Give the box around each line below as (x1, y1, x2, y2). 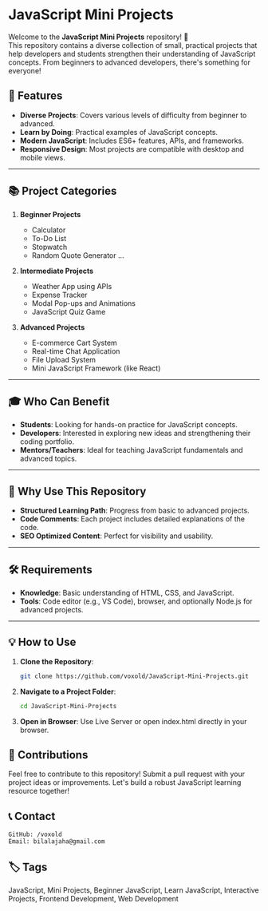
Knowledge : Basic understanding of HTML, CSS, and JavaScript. (19, 588, 235, 597)
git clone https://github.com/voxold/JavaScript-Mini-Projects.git (19, 672, 249, 680)
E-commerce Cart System (31, 338, 117, 347)
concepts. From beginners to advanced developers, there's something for (8, 57, 251, 67)
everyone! (8, 65, 41, 75)
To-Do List (31, 233, 67, 243)
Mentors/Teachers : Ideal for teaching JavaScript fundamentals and (19, 446, 243, 455)
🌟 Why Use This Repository (8, 485, 147, 498)
